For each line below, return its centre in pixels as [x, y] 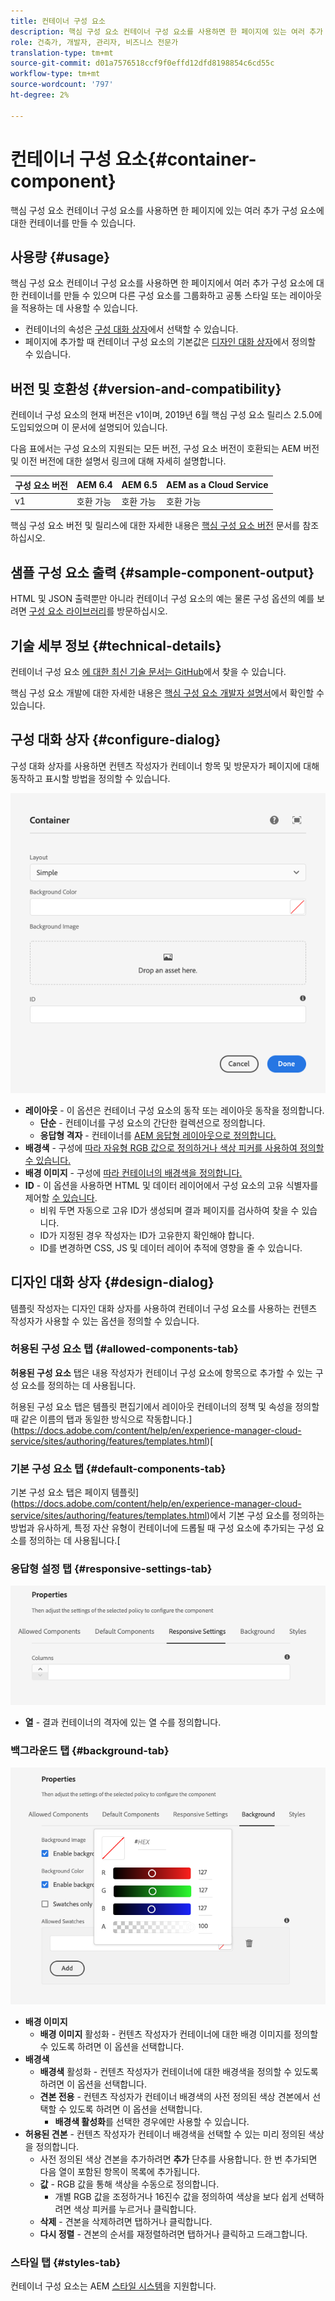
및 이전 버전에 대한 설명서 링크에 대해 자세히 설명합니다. [118, 461]
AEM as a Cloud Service [217, 485]
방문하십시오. [142, 611]
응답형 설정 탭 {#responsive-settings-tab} [111, 1569]
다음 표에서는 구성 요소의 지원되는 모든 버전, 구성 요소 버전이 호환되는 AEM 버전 [165, 449]
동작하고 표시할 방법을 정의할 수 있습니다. [90, 778]
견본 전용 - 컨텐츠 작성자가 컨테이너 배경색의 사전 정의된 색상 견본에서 [175, 2096]
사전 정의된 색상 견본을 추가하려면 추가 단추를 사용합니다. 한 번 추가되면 [178, 2159]
